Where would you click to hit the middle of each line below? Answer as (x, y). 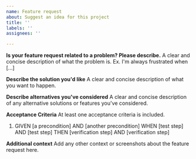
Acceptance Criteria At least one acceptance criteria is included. (86, 115)
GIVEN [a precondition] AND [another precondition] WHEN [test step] (99, 126)
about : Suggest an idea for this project (58, 17)
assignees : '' (24, 34)
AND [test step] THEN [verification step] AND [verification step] (92, 132)
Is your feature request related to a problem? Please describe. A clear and (98, 55)
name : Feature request (34, 11)
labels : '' (19, 28)
